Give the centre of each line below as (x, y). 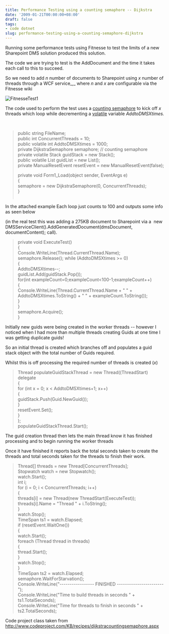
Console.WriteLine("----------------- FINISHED (67, 584)
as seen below (20, 212)
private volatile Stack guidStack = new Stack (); (66, 155)
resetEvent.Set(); (35, 410)
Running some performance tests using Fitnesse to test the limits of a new (82, 48)
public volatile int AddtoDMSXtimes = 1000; (63, 144)
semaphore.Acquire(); (40, 312)
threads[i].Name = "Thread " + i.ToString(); (62, 504)
